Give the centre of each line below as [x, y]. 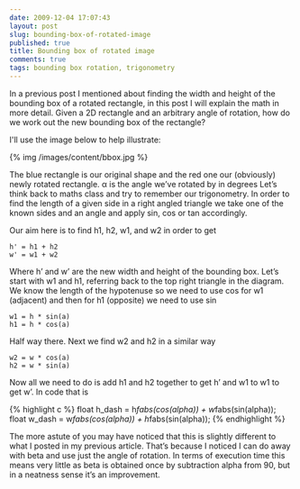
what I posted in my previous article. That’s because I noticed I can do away [150, 446]
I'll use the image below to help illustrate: [85, 140]
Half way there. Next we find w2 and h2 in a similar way [113, 341]
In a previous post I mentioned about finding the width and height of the [143, 93]
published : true [40, 43]
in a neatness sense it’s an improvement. [85, 475]
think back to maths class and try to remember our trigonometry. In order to [150, 194]
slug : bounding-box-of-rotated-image [80, 34]
